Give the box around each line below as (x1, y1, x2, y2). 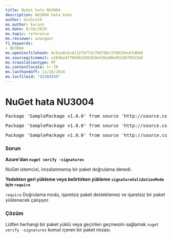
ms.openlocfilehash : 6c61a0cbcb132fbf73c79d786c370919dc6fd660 (5, 50, 143, 55)
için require (5, 182, 31, 188)
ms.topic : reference (5, 31, 50, 36)
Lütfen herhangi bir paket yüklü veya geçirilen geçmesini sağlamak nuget (5, 221, 159, 228)
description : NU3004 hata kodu (5, 12, 72, 17)
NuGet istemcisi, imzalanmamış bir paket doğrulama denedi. (5, 166, 132, 172)
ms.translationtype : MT (5, 60, 56, 65)
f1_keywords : (5, 41, 33, 46)
